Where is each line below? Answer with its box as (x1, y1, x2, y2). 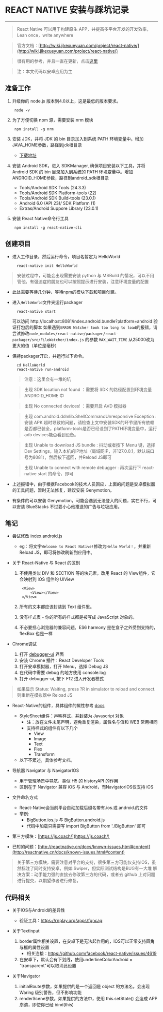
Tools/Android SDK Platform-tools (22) (19, 190, 97, 196)
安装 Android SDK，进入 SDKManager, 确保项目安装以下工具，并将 (12, 162, 146, 168)
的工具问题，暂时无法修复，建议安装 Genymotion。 (12, 487, 114, 493)
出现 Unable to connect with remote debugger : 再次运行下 (24, 465, 142, 470)
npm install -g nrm (14, 126, 54, 132)
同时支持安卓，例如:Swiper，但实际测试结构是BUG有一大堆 (33, 866, 152, 871)
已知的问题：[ (12, 844, 40, 850)
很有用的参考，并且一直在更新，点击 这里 (16, 58, 98, 64)
